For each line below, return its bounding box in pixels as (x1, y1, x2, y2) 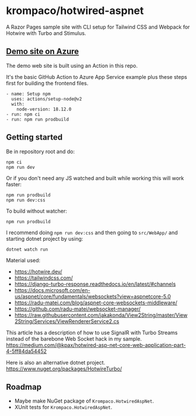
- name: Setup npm (6, 91, 51, 97)
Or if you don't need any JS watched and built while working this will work (6, 174, 184, 182)
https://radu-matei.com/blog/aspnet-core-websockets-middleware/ (14, 299, 178, 306)
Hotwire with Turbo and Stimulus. (6, 29, 86, 36)
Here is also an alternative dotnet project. (6, 359, 106, 366)
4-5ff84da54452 (6, 348, 47, 355)
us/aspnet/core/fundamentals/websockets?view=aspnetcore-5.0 (14, 293, 171, 300)
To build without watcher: (6, 207, 67, 214)
